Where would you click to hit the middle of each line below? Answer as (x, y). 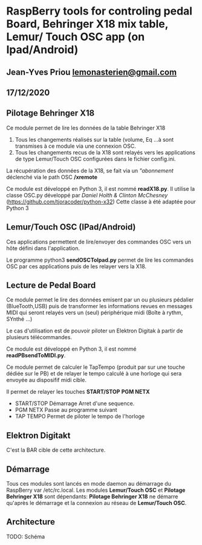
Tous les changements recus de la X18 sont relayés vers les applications (105, 152)
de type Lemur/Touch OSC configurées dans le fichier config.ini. (95, 159)
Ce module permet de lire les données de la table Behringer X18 (86, 128)
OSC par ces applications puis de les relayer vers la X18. (77, 266)
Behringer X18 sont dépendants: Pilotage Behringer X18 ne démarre (92, 497)
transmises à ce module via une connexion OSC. (75, 146)
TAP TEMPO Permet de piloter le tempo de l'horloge (80, 417)
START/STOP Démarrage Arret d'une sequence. (75, 403)
